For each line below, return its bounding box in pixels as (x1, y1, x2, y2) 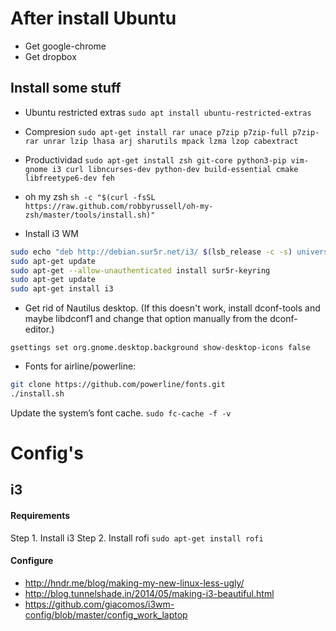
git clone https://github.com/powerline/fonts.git (10, 380, 226, 390)
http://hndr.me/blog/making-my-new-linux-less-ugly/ (24, 577, 245, 589)
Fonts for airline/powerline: (24, 360, 137, 372)
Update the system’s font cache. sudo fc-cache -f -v (10, 407, 232, 419)
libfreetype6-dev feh (24, 173, 115, 183)
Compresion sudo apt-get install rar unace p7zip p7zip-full (24, 125, 289, 137)
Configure (10, 555, 54, 567)
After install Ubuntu (10, 7, 177, 30)
